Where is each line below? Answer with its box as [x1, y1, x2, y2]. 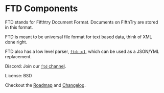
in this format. [5, 24, 33, 30]
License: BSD [5, 72, 32, 78]
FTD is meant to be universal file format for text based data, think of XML [5, 34, 153, 40]
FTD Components [5, 3, 78, 14]
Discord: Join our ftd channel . [5, 63, 66, 69]
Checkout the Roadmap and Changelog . [5, 82, 86, 88]
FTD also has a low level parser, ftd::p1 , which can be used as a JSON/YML [5, 48, 160, 54]
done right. [5, 39, 27, 45]
